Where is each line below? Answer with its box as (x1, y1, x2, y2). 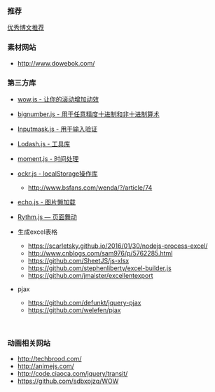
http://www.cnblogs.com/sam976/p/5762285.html (27, 248, 173, 257)
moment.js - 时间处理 (17, 154, 79, 162)
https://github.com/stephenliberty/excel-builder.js (27, 264, 172, 272)
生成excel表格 (17, 227, 58, 236)
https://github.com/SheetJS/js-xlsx (27, 256, 130, 265)
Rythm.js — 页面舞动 (17, 212, 77, 221)
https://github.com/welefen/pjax (27, 306, 121, 314)
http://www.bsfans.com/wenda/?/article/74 (27, 183, 153, 192)
